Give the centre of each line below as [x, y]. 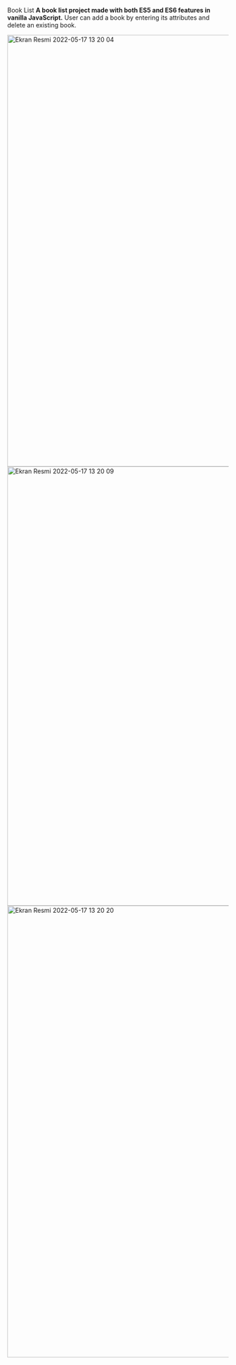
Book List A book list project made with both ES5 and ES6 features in [109, 10]
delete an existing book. [42, 25]
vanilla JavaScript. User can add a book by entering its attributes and [109, 18]
